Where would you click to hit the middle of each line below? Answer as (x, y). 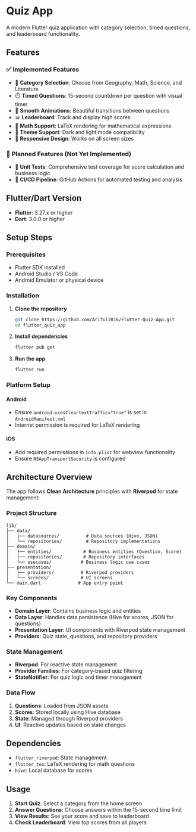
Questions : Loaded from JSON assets (61, 706)
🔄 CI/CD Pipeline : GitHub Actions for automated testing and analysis (98, 179)
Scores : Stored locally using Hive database (67, 712)
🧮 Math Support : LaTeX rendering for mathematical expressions (93, 126)
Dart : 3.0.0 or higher (40, 219)
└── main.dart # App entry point (65, 583)
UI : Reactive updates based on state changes (70, 725)
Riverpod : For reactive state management (66, 665)
